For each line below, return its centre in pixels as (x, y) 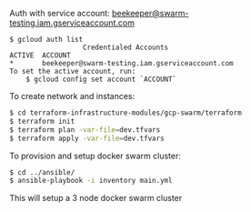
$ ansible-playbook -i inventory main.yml (91, 181)
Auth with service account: (60, 13)
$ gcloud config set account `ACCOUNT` (101, 79)
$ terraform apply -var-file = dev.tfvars (87, 138)
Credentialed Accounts (125, 47)
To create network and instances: (72, 96)
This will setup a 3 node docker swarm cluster (96, 198)
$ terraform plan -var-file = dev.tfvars (85, 130)
